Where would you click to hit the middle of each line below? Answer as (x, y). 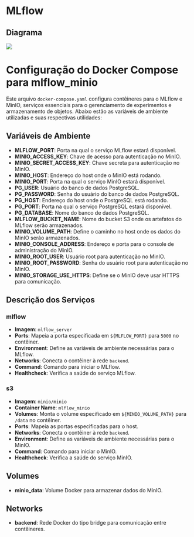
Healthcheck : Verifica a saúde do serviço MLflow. (75, 373)
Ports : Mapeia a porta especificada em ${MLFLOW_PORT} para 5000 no (97, 336)
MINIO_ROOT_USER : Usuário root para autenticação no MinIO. (90, 256)
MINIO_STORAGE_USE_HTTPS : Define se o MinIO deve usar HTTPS (97, 275)
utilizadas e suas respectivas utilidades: (54, 117)
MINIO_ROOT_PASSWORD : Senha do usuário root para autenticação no (101, 262)
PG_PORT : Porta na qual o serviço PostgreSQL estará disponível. (93, 206)
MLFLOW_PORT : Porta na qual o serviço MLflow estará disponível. (96, 150)
